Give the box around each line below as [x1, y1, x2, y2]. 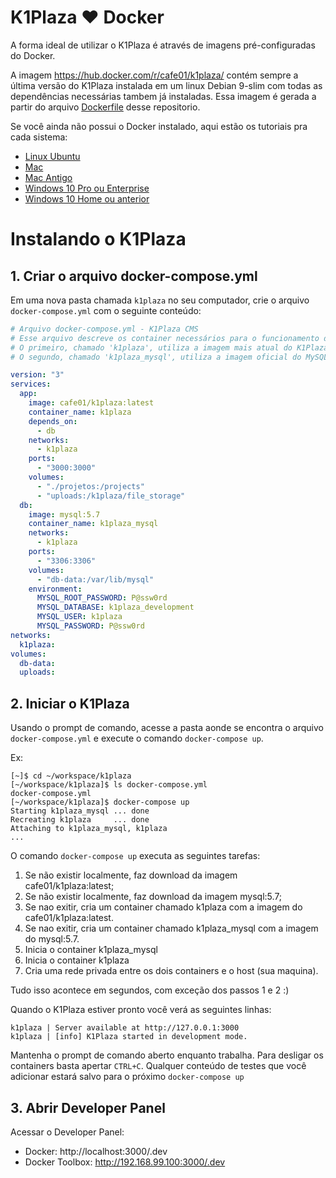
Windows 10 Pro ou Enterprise [24, 182, 150, 194]
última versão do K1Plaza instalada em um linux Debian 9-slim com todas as [10, 79, 323, 91]
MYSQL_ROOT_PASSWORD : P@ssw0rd [36, 593, 168, 603]
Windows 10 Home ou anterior [24, 192, 150, 205]
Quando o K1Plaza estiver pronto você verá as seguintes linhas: [10, 1004, 272, 1016]
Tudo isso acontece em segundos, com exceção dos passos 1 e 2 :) [10, 984, 290, 996]
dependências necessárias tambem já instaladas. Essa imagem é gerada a [10, 90, 317, 102]
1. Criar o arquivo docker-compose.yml [10, 267, 258, 285]
